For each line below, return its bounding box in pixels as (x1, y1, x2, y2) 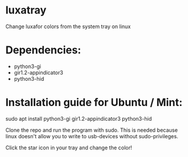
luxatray (5, 4, 47, 17)
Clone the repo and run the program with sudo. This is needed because (5, 127, 178, 134)
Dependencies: (5, 43, 81, 57)
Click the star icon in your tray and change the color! (5, 144, 132, 151)
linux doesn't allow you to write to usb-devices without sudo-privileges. (5, 132, 179, 139)
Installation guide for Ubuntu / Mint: (5, 96, 183, 109)
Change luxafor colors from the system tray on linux (5, 23, 131, 30)
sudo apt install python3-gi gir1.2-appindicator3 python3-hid (5, 115, 152, 122)
